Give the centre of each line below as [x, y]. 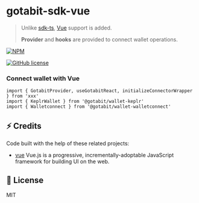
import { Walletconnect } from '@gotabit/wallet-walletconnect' [89, 107]
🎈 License [25, 180]
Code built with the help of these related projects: [68, 143]
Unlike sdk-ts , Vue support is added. [66, 28]
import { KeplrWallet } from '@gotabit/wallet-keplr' [75, 101]
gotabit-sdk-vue [48, 11]
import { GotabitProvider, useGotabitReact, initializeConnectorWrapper [99, 91]
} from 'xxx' [23, 96]
